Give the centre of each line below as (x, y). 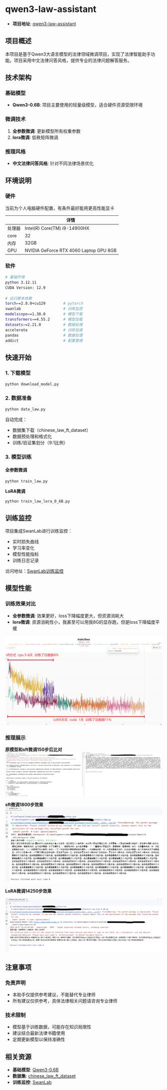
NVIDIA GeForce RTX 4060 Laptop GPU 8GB (71, 250)
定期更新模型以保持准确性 (39, 1039)
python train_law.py (27, 481)
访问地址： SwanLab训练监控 (34, 571)
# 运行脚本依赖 (19, 298)
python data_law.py (25, 409)
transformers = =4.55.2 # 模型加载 (44, 320)
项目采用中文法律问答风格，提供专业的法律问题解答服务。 (73, 60)
